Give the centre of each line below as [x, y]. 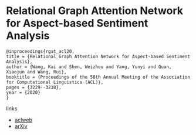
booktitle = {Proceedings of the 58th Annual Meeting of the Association [98, 77]
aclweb [23, 120]
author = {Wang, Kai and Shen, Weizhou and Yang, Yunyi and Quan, [89, 67]
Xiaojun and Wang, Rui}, [36, 72]
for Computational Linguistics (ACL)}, [55, 82]
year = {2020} [23, 92]
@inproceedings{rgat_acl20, [40, 51]
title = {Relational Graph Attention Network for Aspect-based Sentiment [98, 56]
